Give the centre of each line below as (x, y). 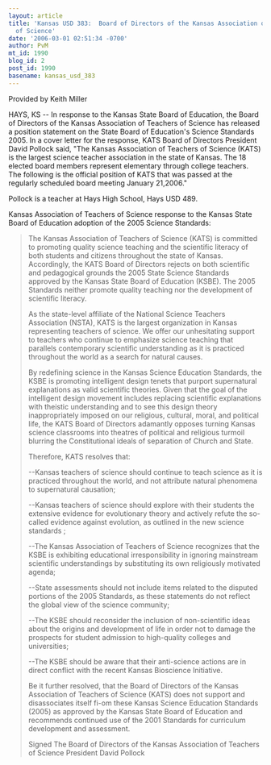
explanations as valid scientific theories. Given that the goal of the (138, 389)
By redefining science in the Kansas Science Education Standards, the (145, 372)
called (38, 522)
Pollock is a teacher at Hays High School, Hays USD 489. (103, 198)
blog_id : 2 (27, 61)
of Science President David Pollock (86, 753)
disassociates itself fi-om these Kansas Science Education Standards (143, 703)
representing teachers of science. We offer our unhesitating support (142, 331)
